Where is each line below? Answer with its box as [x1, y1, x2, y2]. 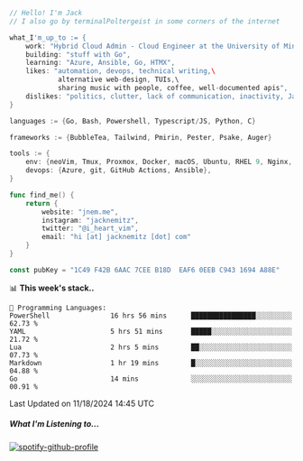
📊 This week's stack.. [9, 282, 95, 293]
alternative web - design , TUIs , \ [57, 75, 179, 85]
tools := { [9, 149, 50, 158]
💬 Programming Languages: [9, 303, 106, 312]
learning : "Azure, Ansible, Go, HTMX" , [25, 59, 176, 68]
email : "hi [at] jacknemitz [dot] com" [41, 233, 192, 242]
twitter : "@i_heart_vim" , [41, 224, 140, 234]
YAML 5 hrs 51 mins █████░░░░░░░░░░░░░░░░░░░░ [9, 327, 293, 336]
